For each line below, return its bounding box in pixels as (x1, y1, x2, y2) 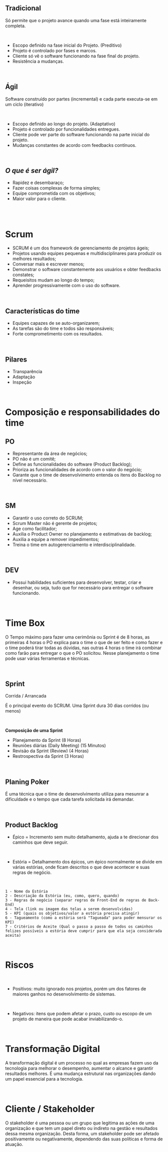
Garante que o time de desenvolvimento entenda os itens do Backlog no (12, 472, 161, 478)
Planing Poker (5, 777, 49, 786)
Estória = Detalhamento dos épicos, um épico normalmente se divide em (12, 859, 162, 864)
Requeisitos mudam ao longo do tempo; (12, 277, 95, 283)
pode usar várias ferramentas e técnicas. (5, 655, 90, 661)
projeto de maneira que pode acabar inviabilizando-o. (12, 1016, 123, 1022)
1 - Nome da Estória (5, 889, 48, 894)
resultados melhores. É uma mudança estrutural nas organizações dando (5, 1071, 156, 1077)
